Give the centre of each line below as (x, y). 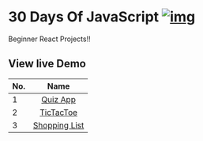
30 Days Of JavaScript (84, 17)
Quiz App (59, 99)
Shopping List (58, 125)
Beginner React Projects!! (49, 39)
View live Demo (47, 64)
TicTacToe (58, 112)
